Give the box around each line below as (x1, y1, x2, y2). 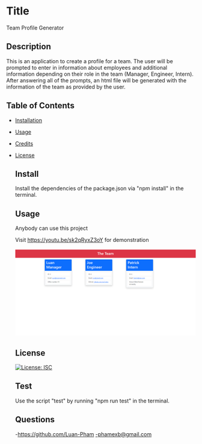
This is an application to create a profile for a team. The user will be (6, 57, 173, 64)
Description (6, 42, 51, 52)
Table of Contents (6, 100, 75, 111)
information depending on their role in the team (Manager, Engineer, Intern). (6, 70, 194, 78)
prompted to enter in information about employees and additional (6, 64, 167, 71)
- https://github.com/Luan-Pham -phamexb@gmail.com (14, 430, 152, 437)
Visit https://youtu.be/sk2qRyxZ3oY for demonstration (14, 236, 149, 244)
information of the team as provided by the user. (6, 83, 126, 90)
